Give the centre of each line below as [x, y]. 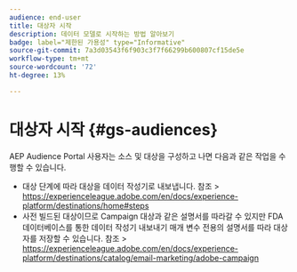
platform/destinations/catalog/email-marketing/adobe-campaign [140, 258]
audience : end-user [45, 17]
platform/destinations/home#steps [85, 205]
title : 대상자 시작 [40, 26]
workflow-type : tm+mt [49, 59]
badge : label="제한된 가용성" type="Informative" [97, 42]
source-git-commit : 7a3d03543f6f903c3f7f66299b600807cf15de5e [127, 51]
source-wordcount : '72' [53, 68]
